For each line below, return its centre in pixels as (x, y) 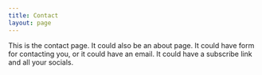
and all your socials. (41, 62)
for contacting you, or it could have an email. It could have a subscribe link (130, 54)
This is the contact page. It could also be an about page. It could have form (131, 45)
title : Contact (33, 15)
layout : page (30, 23)
